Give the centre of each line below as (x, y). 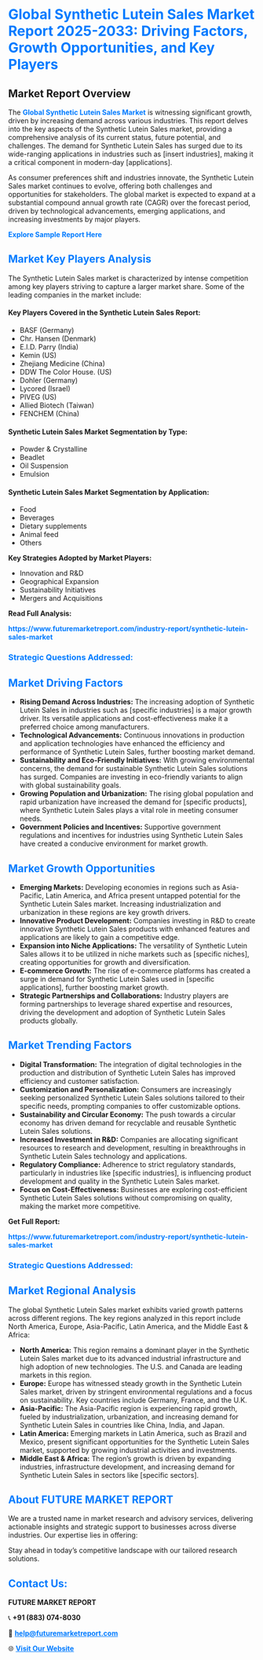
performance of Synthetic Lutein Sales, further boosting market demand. (137, 752)
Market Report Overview (69, 93)
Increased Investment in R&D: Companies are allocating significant (129, 1139)
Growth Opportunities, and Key (111, 48)
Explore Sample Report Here (55, 234)
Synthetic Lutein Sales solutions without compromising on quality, (126, 1197)
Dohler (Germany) (49, 380)
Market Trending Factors (70, 1046)
